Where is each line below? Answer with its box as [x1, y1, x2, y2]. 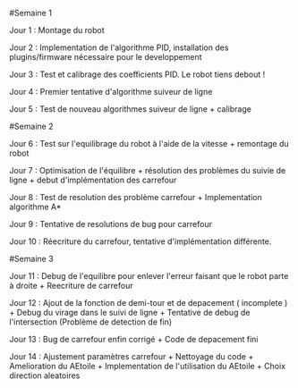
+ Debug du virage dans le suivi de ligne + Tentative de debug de [9, 308, 251, 317]
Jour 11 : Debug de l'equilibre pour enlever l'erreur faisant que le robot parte [9, 271, 289, 281]
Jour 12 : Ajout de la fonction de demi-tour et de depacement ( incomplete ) [9, 298, 288, 308]
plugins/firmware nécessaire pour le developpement [9, 52, 202, 62]
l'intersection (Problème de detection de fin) [9, 316, 173, 327]
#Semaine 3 [9, 254, 54, 264]
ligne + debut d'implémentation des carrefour [9, 174, 177, 185]
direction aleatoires [9, 370, 81, 381]
